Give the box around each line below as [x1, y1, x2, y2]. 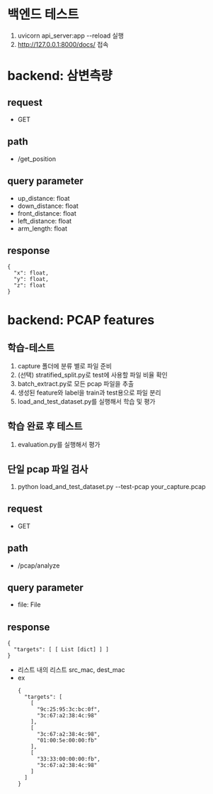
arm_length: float [17, 224, 68, 233]
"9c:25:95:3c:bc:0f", [36, 706, 100, 713]
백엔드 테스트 [7, 6, 79, 23]
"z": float [13, 282, 46, 290]
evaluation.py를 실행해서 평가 [17, 441, 100, 449]
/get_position [17, 154, 57, 163]
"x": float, [13, 270, 50, 277]
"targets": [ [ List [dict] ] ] [13, 646, 110, 654]
